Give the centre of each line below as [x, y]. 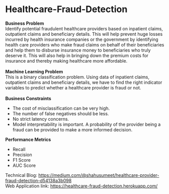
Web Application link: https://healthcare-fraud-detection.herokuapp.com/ [81, 186]
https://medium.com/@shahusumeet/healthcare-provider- [99, 175]
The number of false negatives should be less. [61, 113]
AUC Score [24, 165]
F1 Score [22, 160]
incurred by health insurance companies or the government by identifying [82, 39]
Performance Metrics [28, 139]
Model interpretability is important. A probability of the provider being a [87, 124]
